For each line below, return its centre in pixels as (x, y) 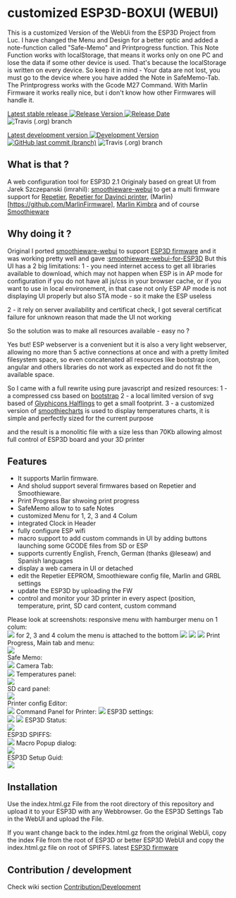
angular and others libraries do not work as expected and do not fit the (110, 367)
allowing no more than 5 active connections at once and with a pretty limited (118, 352)
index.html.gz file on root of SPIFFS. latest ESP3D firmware (93, 848)
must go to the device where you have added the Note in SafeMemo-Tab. (114, 77)
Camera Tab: (35, 666)
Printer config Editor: (38, 703)
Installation (32, 787)
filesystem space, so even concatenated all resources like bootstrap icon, (114, 359)
